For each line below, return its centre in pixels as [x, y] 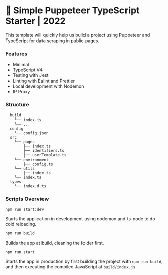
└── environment [32, 160]
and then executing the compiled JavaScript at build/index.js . [71, 267]
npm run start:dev [25, 209]
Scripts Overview [27, 199]
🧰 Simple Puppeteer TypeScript [72, 10]
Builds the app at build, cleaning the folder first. [55, 243]
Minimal [21, 65]
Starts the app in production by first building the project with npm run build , [84, 261]
